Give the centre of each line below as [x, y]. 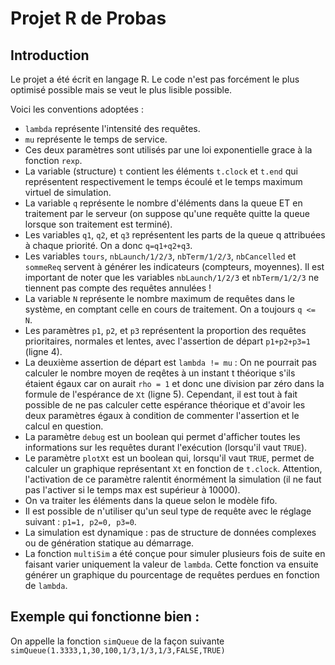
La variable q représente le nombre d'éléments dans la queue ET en [163, 203]
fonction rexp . [53, 160]
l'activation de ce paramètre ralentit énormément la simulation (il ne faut [173, 479]
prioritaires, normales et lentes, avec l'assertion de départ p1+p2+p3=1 [167, 341]
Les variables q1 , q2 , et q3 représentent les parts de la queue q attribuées [175, 235]
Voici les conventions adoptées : [77, 109]
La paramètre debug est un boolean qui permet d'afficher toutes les [162, 436]
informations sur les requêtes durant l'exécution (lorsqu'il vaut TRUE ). [166, 447]
